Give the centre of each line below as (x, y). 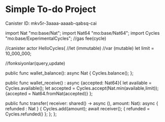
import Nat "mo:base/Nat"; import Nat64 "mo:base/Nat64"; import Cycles (82, 33)
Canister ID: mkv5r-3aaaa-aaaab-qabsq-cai (51, 23)
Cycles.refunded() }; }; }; (31, 114)
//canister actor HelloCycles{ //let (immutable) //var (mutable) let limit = (80, 48)
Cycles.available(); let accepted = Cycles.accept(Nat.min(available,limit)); (82, 88)
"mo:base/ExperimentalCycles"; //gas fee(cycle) (56, 38)
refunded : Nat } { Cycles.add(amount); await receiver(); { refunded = (78, 108)
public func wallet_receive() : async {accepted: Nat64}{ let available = (79, 83)
